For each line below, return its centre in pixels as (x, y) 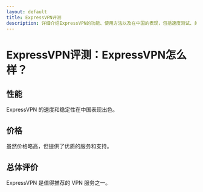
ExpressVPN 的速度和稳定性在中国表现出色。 (62, 110)
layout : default (27, 12)
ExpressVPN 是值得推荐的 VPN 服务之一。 (59, 183)
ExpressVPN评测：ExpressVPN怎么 (97, 55)
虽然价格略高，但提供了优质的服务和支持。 (59, 146)
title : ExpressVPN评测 (34, 18)
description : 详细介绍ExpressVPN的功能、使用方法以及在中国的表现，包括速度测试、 (100, 23)
